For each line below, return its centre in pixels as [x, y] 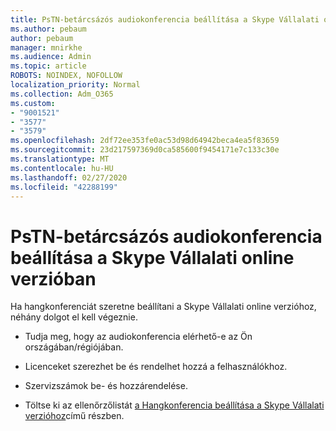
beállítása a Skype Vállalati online [152, 257]
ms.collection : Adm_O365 [62, 94]
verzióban [53, 278]
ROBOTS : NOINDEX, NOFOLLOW [66, 76]
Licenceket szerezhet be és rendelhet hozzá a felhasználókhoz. [156, 367]
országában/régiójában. [74, 347]
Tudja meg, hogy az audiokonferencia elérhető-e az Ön [138, 337]
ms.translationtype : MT [60, 159]
